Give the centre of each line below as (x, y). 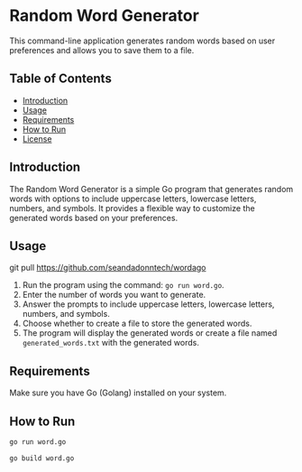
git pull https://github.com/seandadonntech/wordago (108, 268)
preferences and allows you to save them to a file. (102, 50)
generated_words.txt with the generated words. (111, 343)
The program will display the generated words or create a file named (150, 333)
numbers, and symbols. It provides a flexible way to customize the (132, 208)
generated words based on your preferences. (94, 217)
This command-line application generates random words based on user (142, 41)
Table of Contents (61, 79)
